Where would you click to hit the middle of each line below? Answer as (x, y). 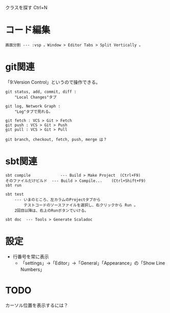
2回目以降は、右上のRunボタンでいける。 (51, 211)
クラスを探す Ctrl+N (26, 7)
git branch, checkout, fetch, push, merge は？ (56, 139)
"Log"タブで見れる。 (34, 112)
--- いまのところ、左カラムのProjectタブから (58, 200)
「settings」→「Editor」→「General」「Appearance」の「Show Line (93, 263)
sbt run (14, 185)
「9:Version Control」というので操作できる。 (53, 82)
